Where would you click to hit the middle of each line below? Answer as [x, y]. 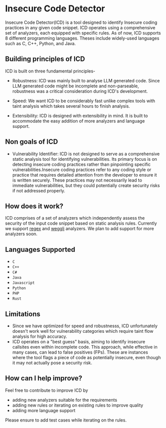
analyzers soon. [21, 234]
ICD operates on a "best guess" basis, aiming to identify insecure [79, 342]
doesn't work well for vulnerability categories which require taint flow [83, 331]
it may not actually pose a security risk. [52, 363]
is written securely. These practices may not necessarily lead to [77, 180]
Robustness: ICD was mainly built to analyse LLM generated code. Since [86, 80]
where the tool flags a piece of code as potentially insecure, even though [86, 357]
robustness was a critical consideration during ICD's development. [80, 91]
